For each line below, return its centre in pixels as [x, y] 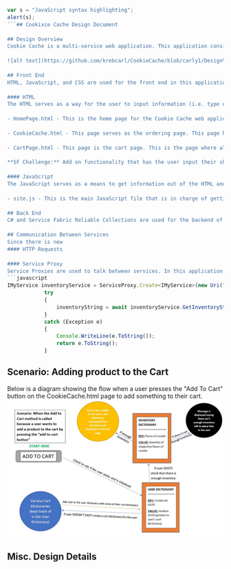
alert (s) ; [21, 17]
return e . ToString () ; [87, 344]
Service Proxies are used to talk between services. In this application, [117, 271]
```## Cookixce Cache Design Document [63, 24]
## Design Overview [35, 39]
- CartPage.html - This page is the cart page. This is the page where [112, 148]
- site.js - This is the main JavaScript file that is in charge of [107, 199]
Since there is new [35, 242]
